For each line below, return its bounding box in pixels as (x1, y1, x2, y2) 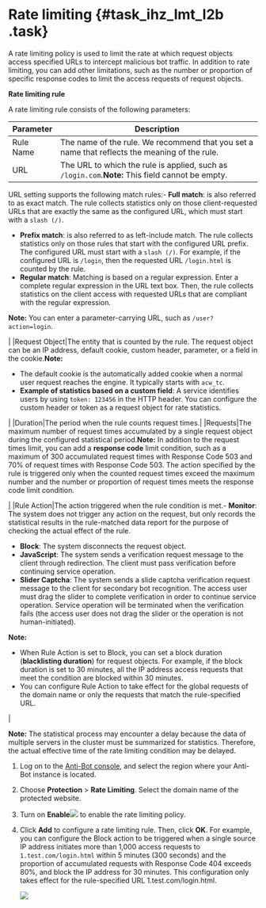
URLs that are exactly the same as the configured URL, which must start (8, 206, 243, 216)
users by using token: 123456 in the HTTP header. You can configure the (19, 394, 257, 403)
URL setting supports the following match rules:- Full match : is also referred (8, 189, 256, 199)
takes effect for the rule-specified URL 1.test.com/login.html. (19, 876, 217, 885)
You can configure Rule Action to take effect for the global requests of (19, 681, 249, 691)
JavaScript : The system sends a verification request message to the (19, 549, 244, 559)
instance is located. (32, 769, 97, 779)
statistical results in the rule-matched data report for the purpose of (8, 517, 230, 527)
